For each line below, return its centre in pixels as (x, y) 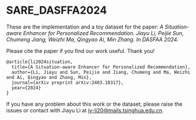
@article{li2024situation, (40, 62)
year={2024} (27, 88)
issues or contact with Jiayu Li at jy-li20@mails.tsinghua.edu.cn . (85, 110)
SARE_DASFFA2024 (57, 10)
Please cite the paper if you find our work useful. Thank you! (80, 50)
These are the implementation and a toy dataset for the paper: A (85, 27)
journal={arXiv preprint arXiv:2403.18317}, (68, 83)
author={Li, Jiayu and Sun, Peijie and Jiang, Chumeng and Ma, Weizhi (101, 72)
